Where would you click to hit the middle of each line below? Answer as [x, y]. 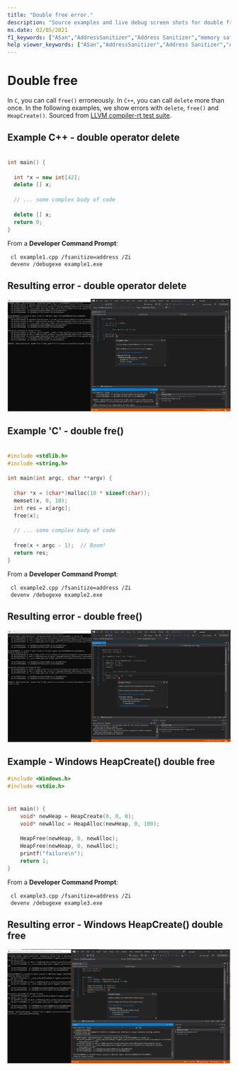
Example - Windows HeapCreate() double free [111, 762]
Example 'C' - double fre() [66, 431]
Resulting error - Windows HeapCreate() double [115, 925]
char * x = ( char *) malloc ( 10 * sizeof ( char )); [82, 493]
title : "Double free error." [50, 15]
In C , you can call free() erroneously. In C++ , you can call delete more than [116, 101]
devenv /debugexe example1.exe [56, 264]
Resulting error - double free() [75, 617]
